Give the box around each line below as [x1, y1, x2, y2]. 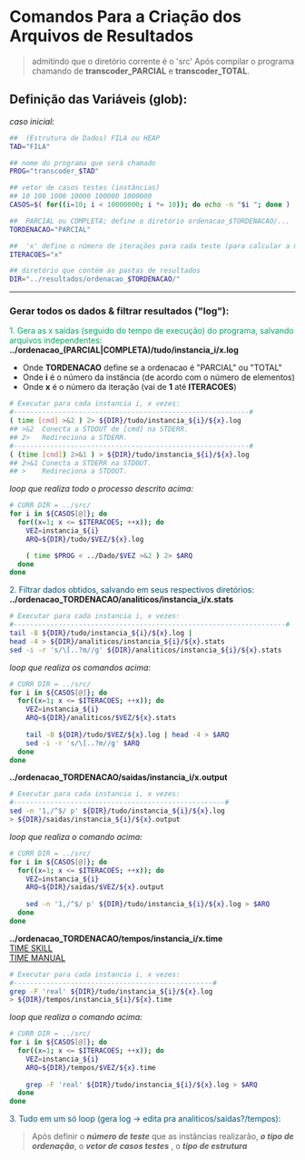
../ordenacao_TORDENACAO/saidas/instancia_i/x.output [9, 772, 228, 783]
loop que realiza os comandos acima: [9, 662, 152, 673]
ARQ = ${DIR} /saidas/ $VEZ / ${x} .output [25, 883, 165, 892]
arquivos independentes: [9, 335, 103, 346]
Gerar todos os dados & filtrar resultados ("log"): [9, 305, 230, 317]
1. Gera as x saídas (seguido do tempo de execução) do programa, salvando [9, 325, 294, 336]
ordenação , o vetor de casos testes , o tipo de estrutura [31, 1141, 248, 1152]
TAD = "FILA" [9, 142, 51, 151]
